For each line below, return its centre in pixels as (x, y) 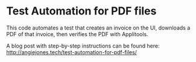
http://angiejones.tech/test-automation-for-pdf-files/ (72, 52)
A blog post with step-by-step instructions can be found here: (83, 46)
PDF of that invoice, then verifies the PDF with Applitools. (77, 34)
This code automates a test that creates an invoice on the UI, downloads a (98, 28)
